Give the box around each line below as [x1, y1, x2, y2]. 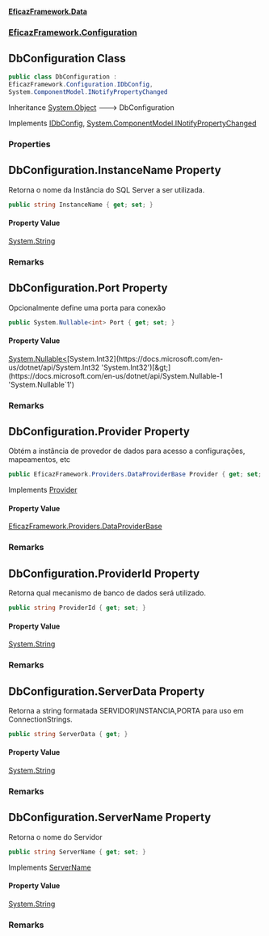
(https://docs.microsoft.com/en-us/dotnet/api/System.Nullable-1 [8, 371, 223, 380]
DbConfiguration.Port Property [8, 282, 168, 295]
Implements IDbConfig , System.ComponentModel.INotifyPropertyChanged [8, 118, 257, 128]
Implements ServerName [8, 862, 91, 872]
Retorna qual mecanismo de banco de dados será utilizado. [8, 588, 206, 598]
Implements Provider [8, 485, 78, 495]
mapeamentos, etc [8, 455, 71, 464]
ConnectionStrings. [8, 714, 73, 724]
